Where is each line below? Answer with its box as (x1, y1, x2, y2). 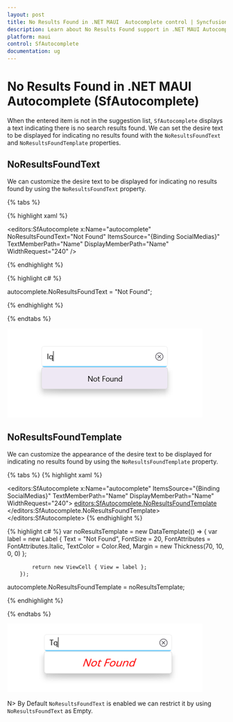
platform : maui (7, 33, 51, 40)
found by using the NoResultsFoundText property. (7, 184, 147, 192)
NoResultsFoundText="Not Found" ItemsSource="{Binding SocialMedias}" (7, 232, 221, 240)
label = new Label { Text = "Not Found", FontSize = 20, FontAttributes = (7, 534, 212, 543)
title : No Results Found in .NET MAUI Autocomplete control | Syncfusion (7, 18, 228, 26)
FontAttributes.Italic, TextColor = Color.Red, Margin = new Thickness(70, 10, (7, 542, 224, 550)
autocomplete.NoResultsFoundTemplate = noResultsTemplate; (7, 582, 185, 591)
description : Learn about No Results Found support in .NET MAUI (7, 26, 200, 33)
